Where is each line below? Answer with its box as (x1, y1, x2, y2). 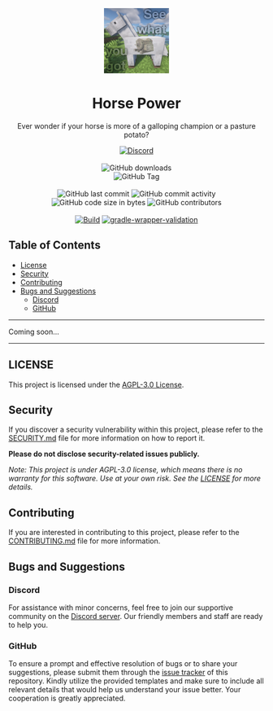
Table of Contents (8, 239, 102, 252)
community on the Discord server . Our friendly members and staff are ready (8, 611, 263, 621)
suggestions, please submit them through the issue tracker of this (8, 668, 229, 678)
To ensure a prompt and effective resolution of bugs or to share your (8, 659, 238, 669)
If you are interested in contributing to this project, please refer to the (8, 528, 240, 538)
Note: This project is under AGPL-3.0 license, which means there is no (8, 465, 243, 475)
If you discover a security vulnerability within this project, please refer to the (8, 424, 263, 435)
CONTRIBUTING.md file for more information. (8, 536, 161, 546)
